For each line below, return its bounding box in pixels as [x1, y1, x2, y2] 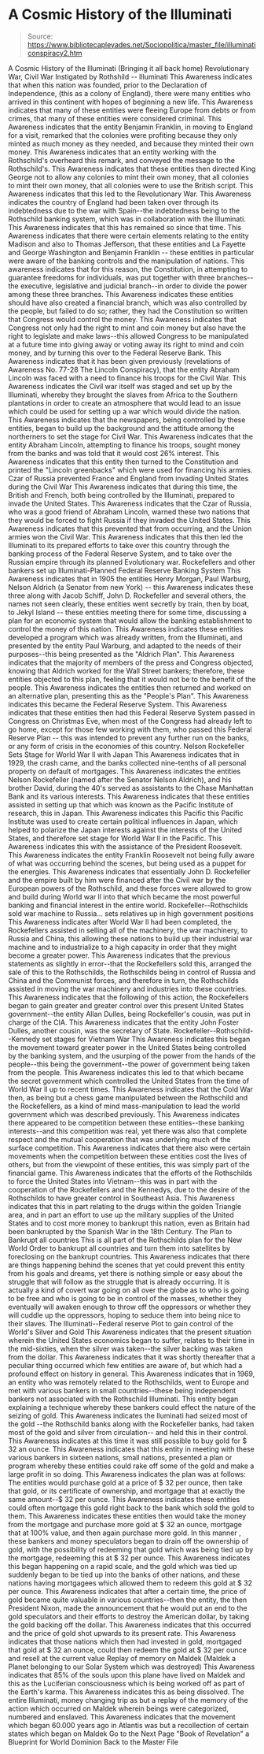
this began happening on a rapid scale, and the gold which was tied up [8, 1561, 237, 1570]
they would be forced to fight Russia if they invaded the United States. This [8, 515, 251, 525]
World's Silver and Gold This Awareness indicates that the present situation [8, 1327, 252, 1337]
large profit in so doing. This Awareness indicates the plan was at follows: [8, 1469, 246, 1478]
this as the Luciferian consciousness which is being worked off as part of [8, 1678, 245, 1688]
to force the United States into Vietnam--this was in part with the [8, 1176, 218, 1186]
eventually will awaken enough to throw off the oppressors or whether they [8, 1302, 251, 1311]
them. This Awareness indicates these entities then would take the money [8, 1511, 247, 1521]
